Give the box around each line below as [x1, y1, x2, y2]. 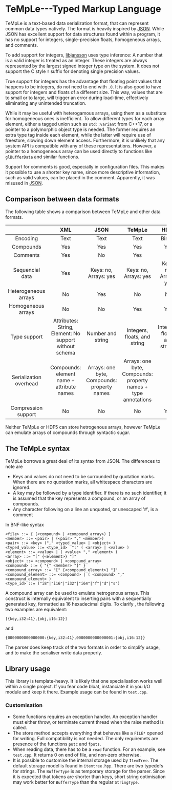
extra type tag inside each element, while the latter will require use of [5, 131, 151, 138]
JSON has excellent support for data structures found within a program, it [5, 31, 160, 37]
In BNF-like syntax [5, 521, 45, 528]
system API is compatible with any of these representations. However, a [5, 142, 157, 149]
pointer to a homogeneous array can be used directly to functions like [5, 148, 153, 154]
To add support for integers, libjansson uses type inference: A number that [5, 52, 163, 58]
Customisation [5, 702, 42, 709]
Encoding [15, 235, 38, 242]
